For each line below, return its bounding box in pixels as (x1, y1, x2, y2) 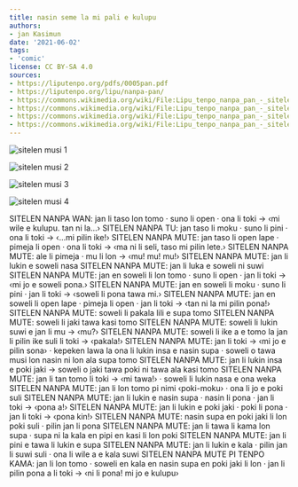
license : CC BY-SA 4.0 (9, 63, 93, 72)
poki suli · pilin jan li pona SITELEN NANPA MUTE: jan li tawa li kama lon (9, 420, 271, 431)
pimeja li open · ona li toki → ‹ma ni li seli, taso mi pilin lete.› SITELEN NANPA (9, 241, 289, 252)
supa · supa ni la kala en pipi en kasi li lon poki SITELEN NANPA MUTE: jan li (9, 430, 286, 440)
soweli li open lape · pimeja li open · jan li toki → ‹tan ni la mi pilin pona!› (9, 298, 271, 309)
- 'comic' (9, 54, 46, 63)
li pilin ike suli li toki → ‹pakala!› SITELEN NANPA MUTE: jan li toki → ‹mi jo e (9, 336, 286, 346)
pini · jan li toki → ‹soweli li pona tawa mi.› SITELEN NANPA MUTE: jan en (9, 289, 277, 299)
